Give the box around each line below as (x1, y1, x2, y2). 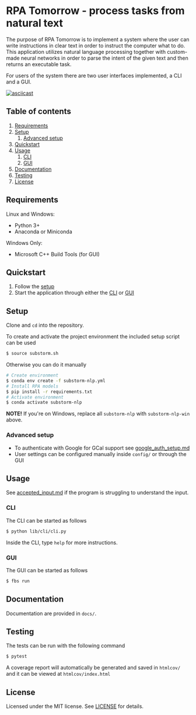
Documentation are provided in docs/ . (6, 610, 97, 617)
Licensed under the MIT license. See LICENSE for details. (6, 703, 144, 710)
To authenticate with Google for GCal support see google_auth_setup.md (14, 444, 190, 451)
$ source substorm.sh (6, 351, 59, 357)
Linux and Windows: (6, 210, 55, 217)
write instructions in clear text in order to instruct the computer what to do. (6, 42, 185, 49)
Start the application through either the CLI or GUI (14, 289, 134, 296)
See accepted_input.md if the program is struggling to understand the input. (6, 489, 189, 496)
